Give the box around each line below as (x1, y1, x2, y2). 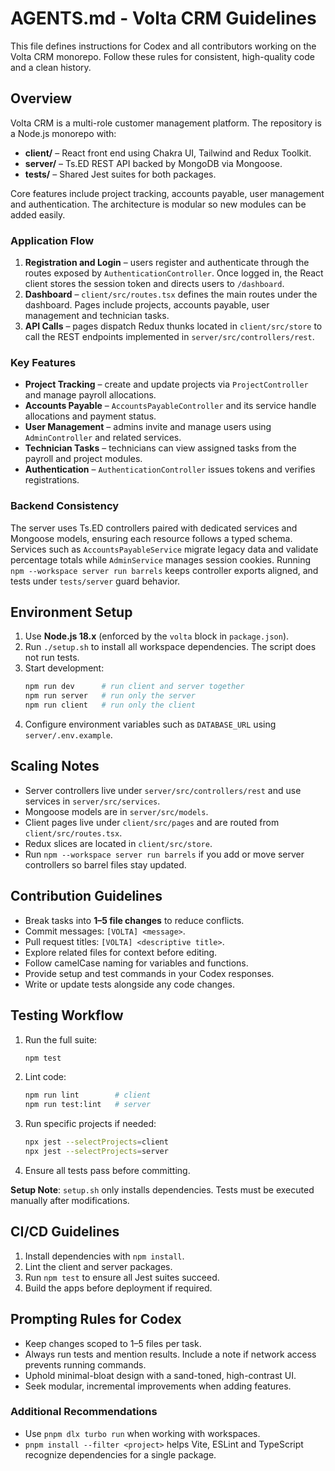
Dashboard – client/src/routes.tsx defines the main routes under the (24, 288, 318, 301)
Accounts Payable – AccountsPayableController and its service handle (24, 400, 317, 412)
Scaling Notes (10, 758, 100, 775)
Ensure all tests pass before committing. (24, 1164, 191, 1176)
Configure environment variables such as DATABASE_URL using (24, 718, 277, 731)
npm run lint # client (24, 1090, 152, 1101)
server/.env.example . (24, 729, 113, 741)
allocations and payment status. (24, 410, 157, 422)
